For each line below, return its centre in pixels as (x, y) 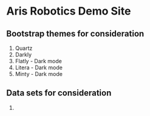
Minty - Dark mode (39, 74)
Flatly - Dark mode (39, 61)
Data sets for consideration (59, 93)
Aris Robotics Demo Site (69, 11)
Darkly (23, 55)
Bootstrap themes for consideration (75, 34)
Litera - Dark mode (39, 67)
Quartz (24, 48)
